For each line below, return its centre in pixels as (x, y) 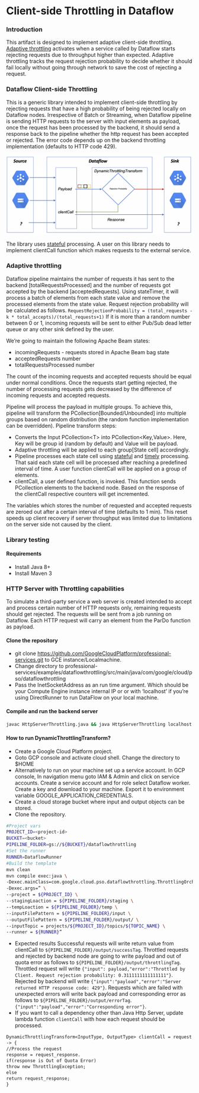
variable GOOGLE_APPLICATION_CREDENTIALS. (74, 795)
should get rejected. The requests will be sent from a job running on (89, 614)
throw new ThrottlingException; (46, 1067)
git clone (25, 653)
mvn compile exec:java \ (37, 876)
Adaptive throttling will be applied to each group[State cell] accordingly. (102, 450)
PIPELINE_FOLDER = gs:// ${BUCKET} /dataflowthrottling (71, 845)
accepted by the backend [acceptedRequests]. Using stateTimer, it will (92, 291)
